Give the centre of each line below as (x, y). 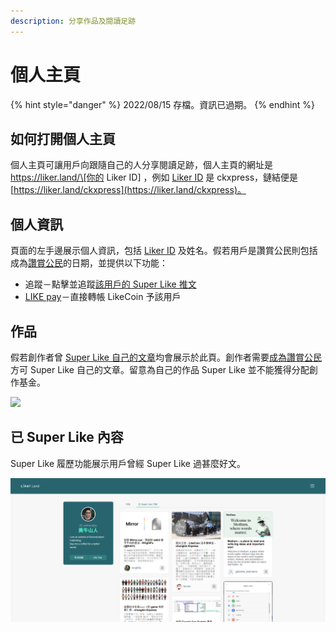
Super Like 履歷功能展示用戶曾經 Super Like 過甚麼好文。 (128, 463)
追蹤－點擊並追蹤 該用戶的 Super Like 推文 (110, 284)
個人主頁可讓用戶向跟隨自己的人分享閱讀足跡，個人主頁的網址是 (141, 165)
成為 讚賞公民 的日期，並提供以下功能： (89, 263)
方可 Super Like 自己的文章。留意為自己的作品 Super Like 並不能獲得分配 (160, 369)
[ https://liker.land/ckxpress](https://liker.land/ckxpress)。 (128, 190)
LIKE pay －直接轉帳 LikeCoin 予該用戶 (103, 297)
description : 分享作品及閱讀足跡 (73, 21)
